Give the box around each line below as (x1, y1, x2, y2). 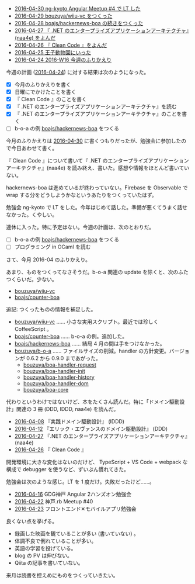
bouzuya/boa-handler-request (23, 361, 96, 368)
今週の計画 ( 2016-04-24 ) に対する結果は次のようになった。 (6, 69, 149, 75)
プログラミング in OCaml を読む (14, 243, 91, 250)
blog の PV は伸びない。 (14, 552, 73, 559)
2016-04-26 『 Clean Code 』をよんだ (14, 42, 107, 49)
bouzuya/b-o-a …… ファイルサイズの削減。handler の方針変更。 (14, 347, 169, 354)
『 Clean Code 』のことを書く (14, 96, 87, 103)
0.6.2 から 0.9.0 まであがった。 (26, 354, 101, 361)
